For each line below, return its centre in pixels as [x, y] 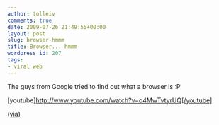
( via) [14, 114]
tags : [15, 60]
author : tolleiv [31, 14]
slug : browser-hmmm [36, 40]
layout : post [27, 34]
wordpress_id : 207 [34, 54]
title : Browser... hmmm [43, 47]
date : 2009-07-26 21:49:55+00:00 [57, 27]
